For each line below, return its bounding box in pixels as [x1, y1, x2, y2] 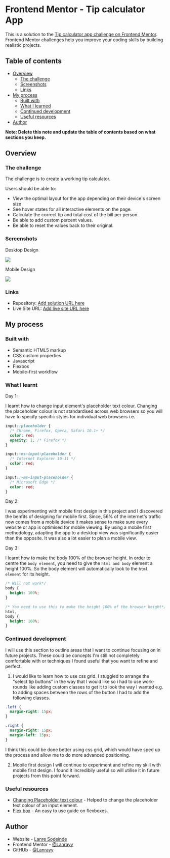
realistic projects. [5, 42, 41, 48]
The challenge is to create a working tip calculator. [5, 176, 111, 182]
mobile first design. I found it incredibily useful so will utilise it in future [12, 767, 160, 773]
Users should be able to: [5, 186, 57, 192]
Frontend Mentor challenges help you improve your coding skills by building [5, 37, 163, 43]
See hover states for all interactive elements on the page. [12, 206, 132, 212]
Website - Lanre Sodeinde [12, 836, 67, 842]
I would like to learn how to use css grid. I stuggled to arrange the [12, 673, 149, 679]
